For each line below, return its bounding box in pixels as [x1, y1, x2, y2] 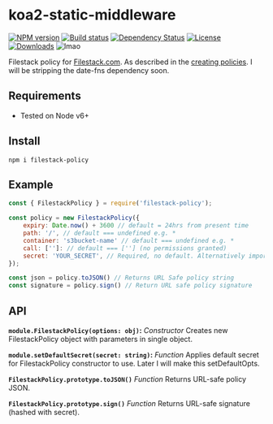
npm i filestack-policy [8, 156, 89, 164]
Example [8, 177, 54, 192]
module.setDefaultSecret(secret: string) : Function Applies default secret [8, 349, 260, 359]
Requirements [8, 89, 81, 103]
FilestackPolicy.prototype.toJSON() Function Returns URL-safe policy [8, 374, 246, 383]
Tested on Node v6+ [19, 110, 89, 120]
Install [8, 134, 41, 148]
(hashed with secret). [8, 407, 80, 417]
